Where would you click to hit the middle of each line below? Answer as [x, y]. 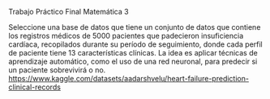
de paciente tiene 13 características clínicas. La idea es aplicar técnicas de [133, 53]
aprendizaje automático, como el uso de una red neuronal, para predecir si [133, 61]
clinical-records [34, 87]
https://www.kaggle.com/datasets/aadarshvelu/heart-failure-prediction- [129, 78]
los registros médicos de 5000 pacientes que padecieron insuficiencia [126, 36]
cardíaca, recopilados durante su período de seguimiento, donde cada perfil [135, 44]
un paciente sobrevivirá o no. [57, 70]
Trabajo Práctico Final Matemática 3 [69, 12]
